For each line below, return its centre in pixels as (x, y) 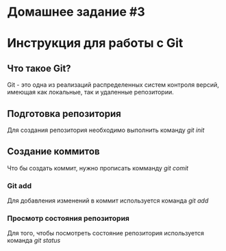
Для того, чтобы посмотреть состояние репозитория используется (105, 233)
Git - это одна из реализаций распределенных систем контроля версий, (113, 85)
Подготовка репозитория (64, 114)
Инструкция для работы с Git (95, 43)
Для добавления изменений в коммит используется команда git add (108, 201)
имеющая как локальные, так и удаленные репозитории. (91, 92)
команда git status (34, 241)
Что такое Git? (39, 68)
